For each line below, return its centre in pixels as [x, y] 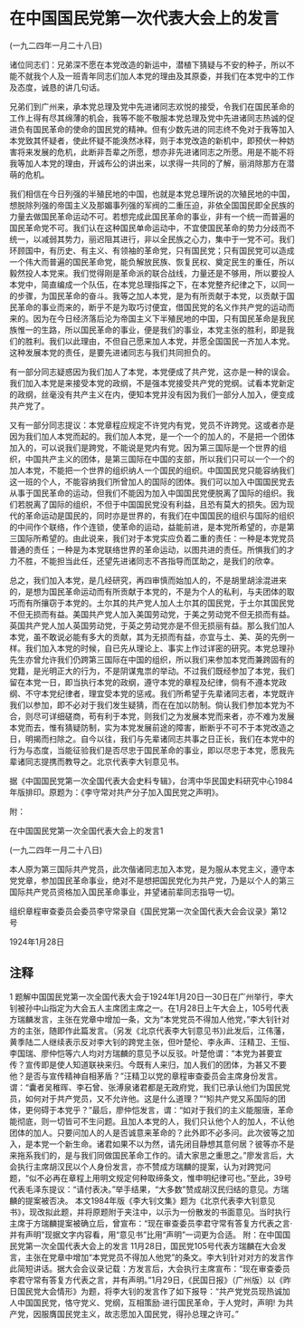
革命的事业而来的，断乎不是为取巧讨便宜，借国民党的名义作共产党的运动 [152, 307]
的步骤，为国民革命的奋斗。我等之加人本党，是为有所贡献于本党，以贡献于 [148, 296]
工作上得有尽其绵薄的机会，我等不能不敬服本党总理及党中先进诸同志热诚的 [148, 118]
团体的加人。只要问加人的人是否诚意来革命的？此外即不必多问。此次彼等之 [148, 1132]
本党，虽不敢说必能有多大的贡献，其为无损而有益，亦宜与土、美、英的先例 [148, 636]
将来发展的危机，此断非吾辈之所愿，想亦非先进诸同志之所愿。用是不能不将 [156, 151]
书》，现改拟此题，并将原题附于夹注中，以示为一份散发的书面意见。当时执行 [150, 1212]
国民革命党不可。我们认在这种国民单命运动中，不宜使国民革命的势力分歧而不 [152, 228]
